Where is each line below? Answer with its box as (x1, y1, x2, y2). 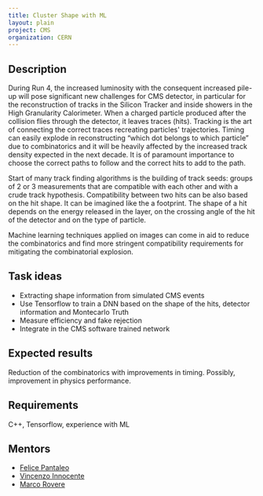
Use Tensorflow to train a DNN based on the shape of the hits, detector (19, 299, 250, 308)
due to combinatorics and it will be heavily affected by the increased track (8, 142, 247, 151)
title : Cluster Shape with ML (8, 11, 108, 20)
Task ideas (8, 270, 63, 283)
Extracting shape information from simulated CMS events (19, 290, 205, 300)
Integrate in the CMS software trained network (19, 323, 170, 334)
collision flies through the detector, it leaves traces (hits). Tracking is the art (8, 117, 253, 126)
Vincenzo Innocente (19, 472, 85, 481)
